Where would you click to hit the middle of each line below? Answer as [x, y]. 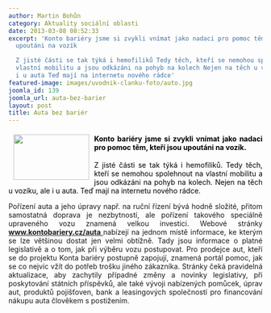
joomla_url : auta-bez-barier [57, 98]
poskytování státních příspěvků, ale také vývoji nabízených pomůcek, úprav [135, 284]
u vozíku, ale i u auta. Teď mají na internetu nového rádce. [105, 191]
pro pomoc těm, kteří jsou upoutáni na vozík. [170, 147]
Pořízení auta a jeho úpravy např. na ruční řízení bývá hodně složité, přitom [135, 207]
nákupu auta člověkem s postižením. [69, 301]
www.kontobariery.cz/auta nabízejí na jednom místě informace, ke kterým [135, 232]
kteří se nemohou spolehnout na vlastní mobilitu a [178, 173]
